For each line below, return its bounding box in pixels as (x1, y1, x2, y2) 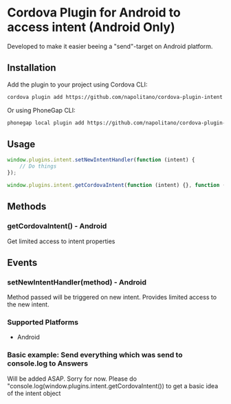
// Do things (19, 163, 57, 170)
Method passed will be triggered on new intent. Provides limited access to (7, 293, 217, 302)
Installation (7, 62, 56, 74)
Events (7, 256, 38, 269)
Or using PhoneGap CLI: (7, 106, 76, 114)
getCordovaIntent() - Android (7, 221, 107, 231)
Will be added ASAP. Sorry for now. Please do (7, 374, 137, 383)
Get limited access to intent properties (7, 237, 115, 245)
